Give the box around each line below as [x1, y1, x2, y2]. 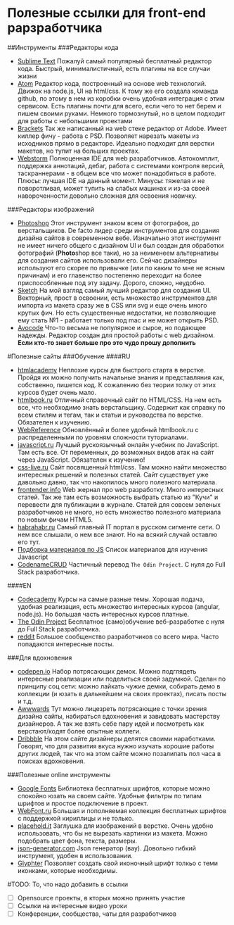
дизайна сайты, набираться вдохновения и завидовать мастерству [17, 712, 220, 720]
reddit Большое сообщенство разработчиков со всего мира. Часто [17, 632, 219, 641]
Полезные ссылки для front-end [7, 5, 206, 21]
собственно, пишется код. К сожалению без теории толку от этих [17, 380, 216, 389]
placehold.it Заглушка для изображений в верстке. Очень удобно [17, 822, 214, 830]
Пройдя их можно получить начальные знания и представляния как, [17, 373, 225, 382]
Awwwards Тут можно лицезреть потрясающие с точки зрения [17, 704, 207, 712]
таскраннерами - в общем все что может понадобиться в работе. [17, 169, 216, 177]
